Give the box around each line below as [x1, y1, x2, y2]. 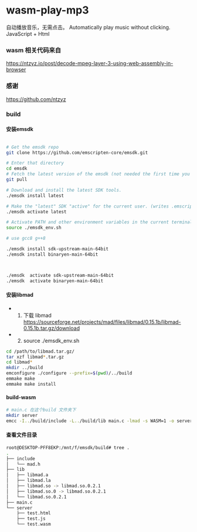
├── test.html [16, 510, 51, 516]
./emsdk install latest [6, 192, 64, 199]
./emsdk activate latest [6, 209, 67, 215]
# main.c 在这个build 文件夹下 [6, 407, 76, 413]
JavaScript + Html [6, 30, 50, 37]
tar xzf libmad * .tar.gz [6, 354, 64, 360]
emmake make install [6, 381, 57, 387]
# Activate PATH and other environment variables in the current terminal [6, 219, 193, 225]
